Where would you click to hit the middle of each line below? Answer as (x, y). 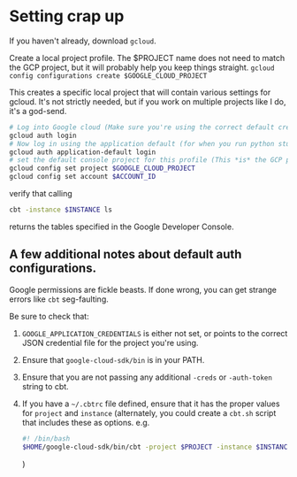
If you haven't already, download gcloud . (83, 41)
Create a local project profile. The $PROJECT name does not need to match (147, 58)
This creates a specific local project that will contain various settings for (140, 92)
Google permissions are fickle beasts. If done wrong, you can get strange (143, 289)
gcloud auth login (43, 135)
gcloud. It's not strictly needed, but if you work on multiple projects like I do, (148, 101)
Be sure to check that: (49, 316)
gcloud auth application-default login (83, 152)
